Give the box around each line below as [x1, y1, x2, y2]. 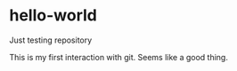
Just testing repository [9, 35, 93, 45]
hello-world [9, 5, 98, 26]
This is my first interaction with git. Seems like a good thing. [9, 51, 229, 62]
